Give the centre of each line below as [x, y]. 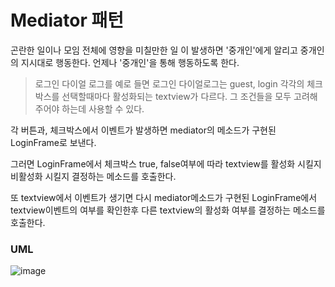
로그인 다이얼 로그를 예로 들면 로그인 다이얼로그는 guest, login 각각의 [169, 83]
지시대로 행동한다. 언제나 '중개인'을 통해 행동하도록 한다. [130, 62]
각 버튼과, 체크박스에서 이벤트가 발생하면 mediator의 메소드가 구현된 [143, 130]
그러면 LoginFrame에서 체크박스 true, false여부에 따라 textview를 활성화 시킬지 [166, 163]
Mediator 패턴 [67, 20]
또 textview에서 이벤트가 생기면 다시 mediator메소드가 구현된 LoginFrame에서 [164, 197]
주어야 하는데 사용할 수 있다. [89, 108]
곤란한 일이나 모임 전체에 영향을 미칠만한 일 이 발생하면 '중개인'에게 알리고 [154, 50]
